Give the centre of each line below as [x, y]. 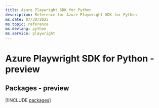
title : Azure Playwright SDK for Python [49, 10]
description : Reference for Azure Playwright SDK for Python [71, 15]
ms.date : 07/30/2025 [27, 19]
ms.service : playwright [30, 33]
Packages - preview [37, 88]
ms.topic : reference [27, 24]
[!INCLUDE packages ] [28, 100]
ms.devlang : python [26, 29]
